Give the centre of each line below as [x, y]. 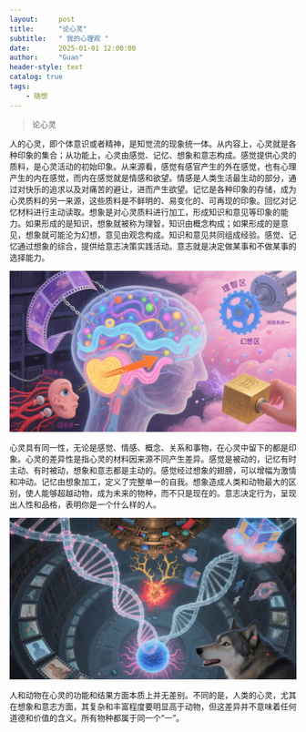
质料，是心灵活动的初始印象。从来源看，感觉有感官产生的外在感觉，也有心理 [153, 166]
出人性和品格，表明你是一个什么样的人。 [85, 504]
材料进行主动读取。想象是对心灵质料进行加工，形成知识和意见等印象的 [148, 212]
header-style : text [46, 67]
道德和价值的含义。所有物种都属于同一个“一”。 [97, 717]
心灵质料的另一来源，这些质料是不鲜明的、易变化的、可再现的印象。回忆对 [149, 200]
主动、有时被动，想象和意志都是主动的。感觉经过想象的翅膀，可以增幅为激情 [153, 471]
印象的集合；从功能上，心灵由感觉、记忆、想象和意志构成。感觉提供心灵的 [157, 155]
